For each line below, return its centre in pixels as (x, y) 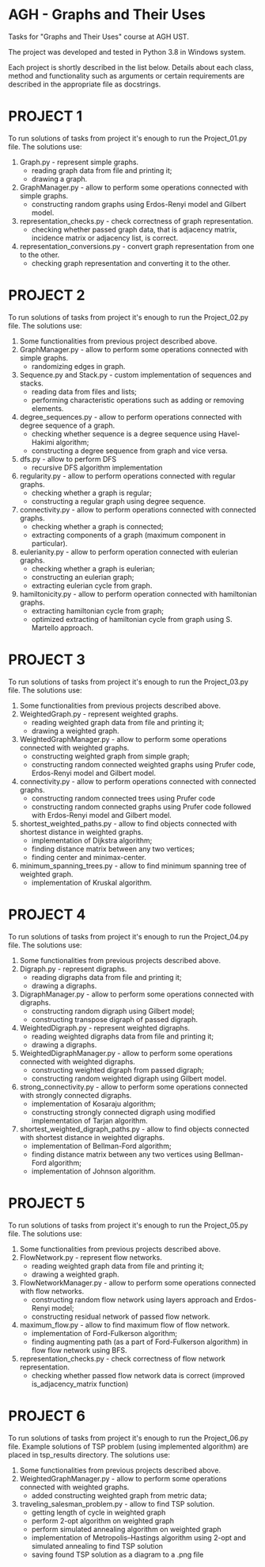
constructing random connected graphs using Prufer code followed (141, 806)
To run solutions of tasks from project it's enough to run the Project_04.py (129, 936)
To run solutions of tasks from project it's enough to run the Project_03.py (129, 682)
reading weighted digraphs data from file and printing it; (123, 1036)
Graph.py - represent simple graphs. (79, 162)
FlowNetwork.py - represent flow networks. (91, 1257)
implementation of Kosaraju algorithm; (94, 1104)
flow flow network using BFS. (79, 1350)
